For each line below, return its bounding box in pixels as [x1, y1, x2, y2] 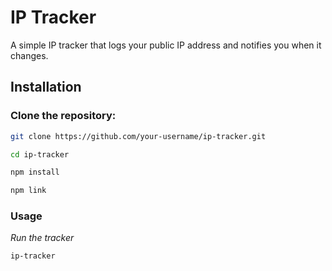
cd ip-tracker [10, 149, 70, 160]
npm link [10, 186, 47, 196]
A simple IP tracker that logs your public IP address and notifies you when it [10, 39, 322, 51]
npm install [10, 167, 60, 178]
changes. [10, 49, 49, 61]
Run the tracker [10, 232, 75, 244]
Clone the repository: [10, 109, 117, 123]
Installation [10, 79, 82, 96]
